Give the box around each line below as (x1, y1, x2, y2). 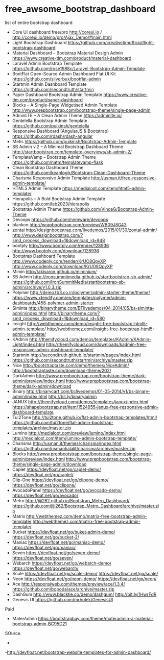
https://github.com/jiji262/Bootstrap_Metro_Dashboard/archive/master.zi (12, 503, 159, 509)
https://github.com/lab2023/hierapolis (12, 201, 90, 207)
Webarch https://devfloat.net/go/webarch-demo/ (12, 560, 112, 566)
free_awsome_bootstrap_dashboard (5, 3, 156, 15)
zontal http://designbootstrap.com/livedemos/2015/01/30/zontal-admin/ (12, 227, 158, 233)
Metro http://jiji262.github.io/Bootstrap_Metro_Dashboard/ (12, 497, 130, 503)
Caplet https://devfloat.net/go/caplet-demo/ (12, 466, 101, 472)
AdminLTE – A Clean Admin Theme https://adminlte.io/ (12, 112, 122, 118)
